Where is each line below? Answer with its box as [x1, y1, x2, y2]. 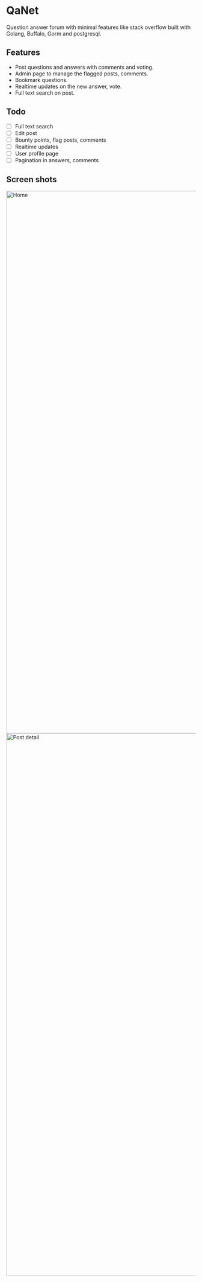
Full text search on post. [14, 89, 75, 96]
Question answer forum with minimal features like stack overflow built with [6, 24, 191, 31]
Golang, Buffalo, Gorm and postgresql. [6, 30, 102, 37]
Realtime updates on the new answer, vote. [14, 83, 122, 90]
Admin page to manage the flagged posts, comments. [14, 70, 148, 77]
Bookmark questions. [14, 76, 68, 83]
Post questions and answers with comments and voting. [14, 63, 154, 71]
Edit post [14, 129, 37, 136]
